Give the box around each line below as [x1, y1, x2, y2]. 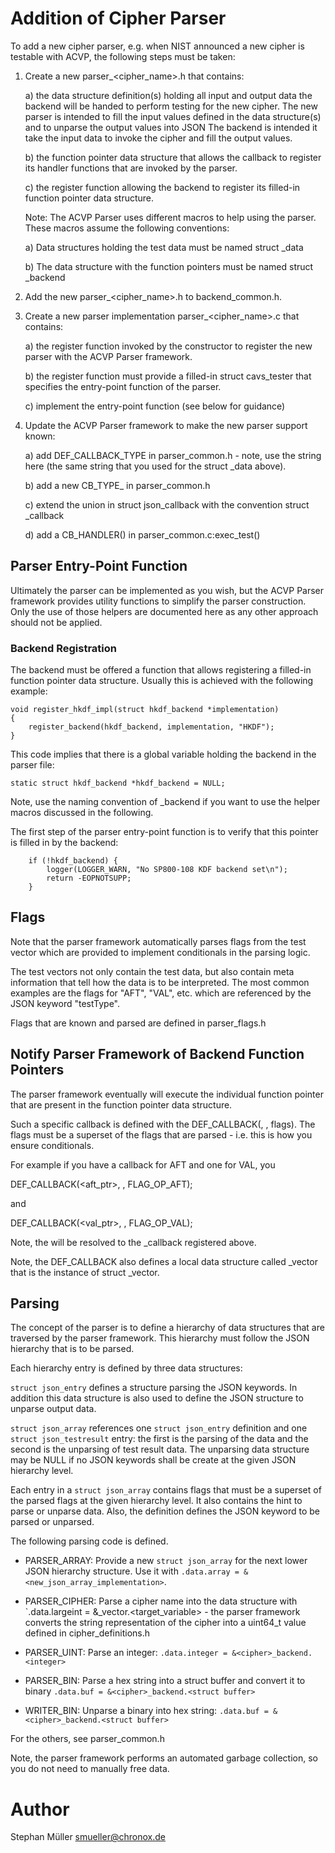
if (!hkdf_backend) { [28, 856, 118, 866]
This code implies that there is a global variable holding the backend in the [10, 748, 317, 761]
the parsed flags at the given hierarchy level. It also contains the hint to [10, 1495, 303, 1507]
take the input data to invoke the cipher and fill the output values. [24, 132, 293, 144]
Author [10, 1798, 70, 1821]
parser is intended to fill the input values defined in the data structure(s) [24, 110, 322, 122]
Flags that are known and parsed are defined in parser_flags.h [10, 1017, 267, 1029]
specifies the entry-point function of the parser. [24, 380, 222, 392]
